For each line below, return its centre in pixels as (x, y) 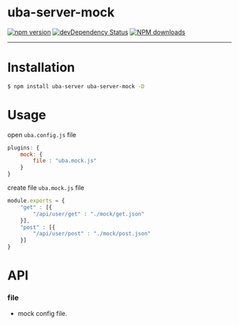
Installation (41, 68)
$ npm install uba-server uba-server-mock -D (76, 86)
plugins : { (23, 148)
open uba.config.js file (42, 134)
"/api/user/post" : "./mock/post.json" (92, 234)
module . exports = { (36, 201)
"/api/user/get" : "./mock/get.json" (89, 214)
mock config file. (42, 313)
